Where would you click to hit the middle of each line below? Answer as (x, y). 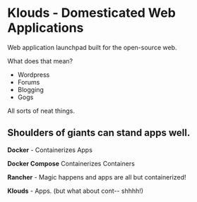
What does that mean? (40, 61)
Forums (29, 82)
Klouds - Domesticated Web (92, 13)
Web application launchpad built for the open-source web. (92, 47)
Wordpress (34, 75)
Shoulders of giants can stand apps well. (99, 133)
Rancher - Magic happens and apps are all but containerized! (97, 177)
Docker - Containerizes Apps (50, 150)
